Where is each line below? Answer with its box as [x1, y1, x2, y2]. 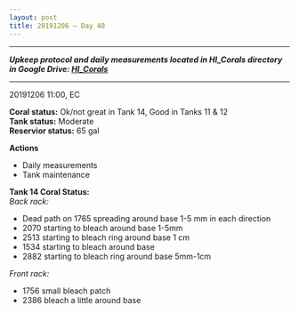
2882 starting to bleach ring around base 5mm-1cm [21, 251, 212, 261]
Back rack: [9, 196, 49, 206]
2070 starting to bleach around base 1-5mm [21, 222, 184, 233]
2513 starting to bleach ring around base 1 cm [21, 232, 190, 243]
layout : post [9, 12, 58, 22]
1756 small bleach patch [21, 285, 111, 296]
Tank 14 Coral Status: [9, 186, 90, 197]
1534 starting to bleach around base [21, 241, 156, 252]
